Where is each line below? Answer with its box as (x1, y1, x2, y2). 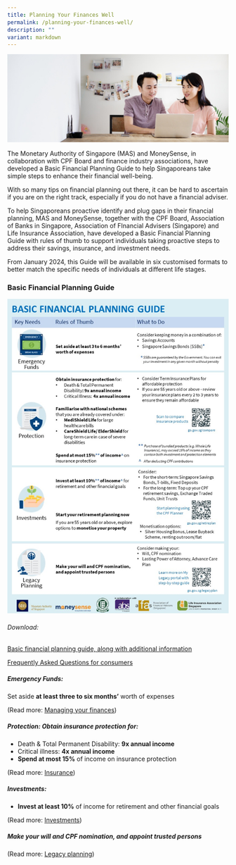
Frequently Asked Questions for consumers (7, 659, 133, 667)
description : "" (7, 26, 55, 33)
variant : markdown (7, 34, 61, 41)
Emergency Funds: (7, 674, 64, 683)
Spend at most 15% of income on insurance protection (17, 754, 177, 764)
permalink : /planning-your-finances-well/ (7, 18, 133, 26)
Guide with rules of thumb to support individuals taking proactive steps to (7, 237, 220, 245)
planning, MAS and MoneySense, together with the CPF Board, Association (7, 214, 225, 223)
